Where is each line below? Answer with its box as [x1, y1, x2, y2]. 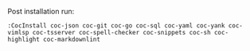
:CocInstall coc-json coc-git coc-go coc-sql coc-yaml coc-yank [7, 22, 225, 30]
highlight [7, 35, 41, 43]
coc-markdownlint [42, 35, 101, 43]
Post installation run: [7, 7, 75, 16]
